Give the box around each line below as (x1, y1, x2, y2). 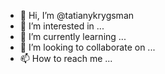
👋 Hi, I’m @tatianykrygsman (19, 10, 135, 21)
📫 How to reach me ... (19, 53, 113, 64)
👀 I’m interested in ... (19, 20, 105, 32)
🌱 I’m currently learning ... (19, 31, 127, 42)
